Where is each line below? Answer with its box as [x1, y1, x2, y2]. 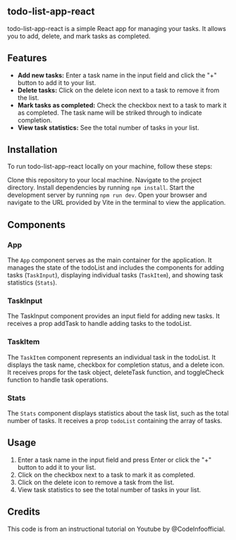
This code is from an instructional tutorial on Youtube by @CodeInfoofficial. [7, 525, 226, 533]
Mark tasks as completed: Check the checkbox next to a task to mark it [17, 101, 227, 109]
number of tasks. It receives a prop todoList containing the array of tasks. [7, 417, 223, 425]
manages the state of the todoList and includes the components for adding [7, 263, 224, 272]
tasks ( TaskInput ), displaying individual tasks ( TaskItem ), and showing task [7, 271, 223, 280]
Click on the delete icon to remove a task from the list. [17, 478, 175, 486]
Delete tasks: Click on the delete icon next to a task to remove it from [17, 86, 220, 94]
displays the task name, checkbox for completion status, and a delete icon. [7, 360, 225, 369]
